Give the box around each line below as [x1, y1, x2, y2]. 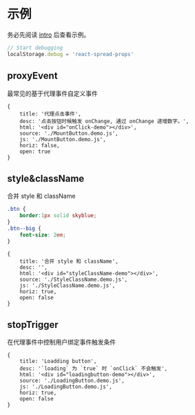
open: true [19, 148, 51, 155]
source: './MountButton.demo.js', [19, 129, 119, 137]
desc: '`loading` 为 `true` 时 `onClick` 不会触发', [19, 365, 168, 372]
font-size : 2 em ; [19, 231, 67, 239]
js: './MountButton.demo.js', [19, 136, 107, 142]
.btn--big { [7, 225, 41, 232]
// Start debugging [7, 44, 63, 51]
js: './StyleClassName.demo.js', [19, 282, 116, 289]
